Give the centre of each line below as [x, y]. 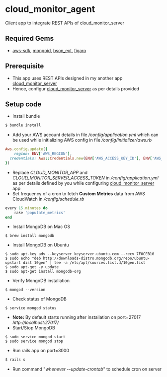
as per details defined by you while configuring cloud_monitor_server [83, 183]
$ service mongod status [31, 308]
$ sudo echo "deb [23, 259]
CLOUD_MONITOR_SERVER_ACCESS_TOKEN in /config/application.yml [85, 178]
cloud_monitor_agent [50, 9]
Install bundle [26, 116]
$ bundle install [23, 125]
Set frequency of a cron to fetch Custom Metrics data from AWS [79, 193]
